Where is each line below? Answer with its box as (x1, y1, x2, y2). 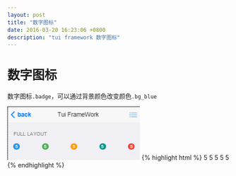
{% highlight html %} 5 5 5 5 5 (141, 153, 230, 162)
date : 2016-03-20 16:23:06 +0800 (7, 26, 106, 33)
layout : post (7, 11, 46, 18)
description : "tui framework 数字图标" (7, 34, 121, 41)
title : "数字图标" (7, 18, 58, 26)
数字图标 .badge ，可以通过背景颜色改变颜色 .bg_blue (7, 92, 158, 100)
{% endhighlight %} (7, 160, 65, 169)
